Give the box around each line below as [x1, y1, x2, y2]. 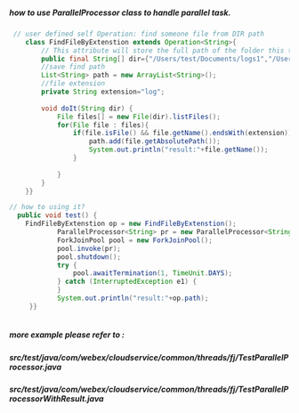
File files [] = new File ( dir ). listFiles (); [56, 112, 221, 121]
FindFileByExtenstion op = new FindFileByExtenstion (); [25, 219, 238, 229]
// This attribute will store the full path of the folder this [41, 45, 285, 55]
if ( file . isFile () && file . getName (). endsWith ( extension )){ [72, 129, 296, 138]
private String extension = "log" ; [41, 87, 166, 97]
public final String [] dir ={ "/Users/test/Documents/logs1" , [41, 54, 269, 63]
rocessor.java [9, 361, 62, 372]
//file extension [41, 79, 105, 88]
